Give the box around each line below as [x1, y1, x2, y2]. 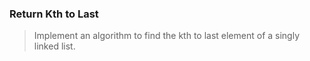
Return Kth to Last [9, 7, 99, 21]
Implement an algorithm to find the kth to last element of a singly [33, 30, 301, 42]
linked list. [33, 40, 76, 52]
